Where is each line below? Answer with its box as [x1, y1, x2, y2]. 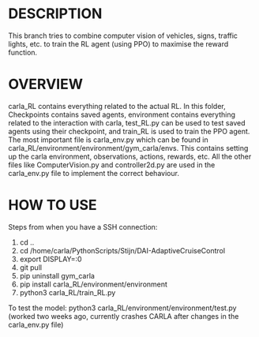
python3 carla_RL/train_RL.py [19, 287, 116, 297]
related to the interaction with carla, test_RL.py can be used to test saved [8, 118, 246, 127]
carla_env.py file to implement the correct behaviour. [8, 168, 180, 178]
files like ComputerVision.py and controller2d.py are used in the [8, 159, 216, 170]
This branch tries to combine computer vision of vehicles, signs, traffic [8, 31, 238, 40]
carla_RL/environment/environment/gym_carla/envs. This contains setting [8, 143, 249, 152]
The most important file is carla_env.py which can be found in [8, 135, 209, 144]
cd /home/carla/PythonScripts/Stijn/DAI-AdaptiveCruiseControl [19, 245, 226, 255]
